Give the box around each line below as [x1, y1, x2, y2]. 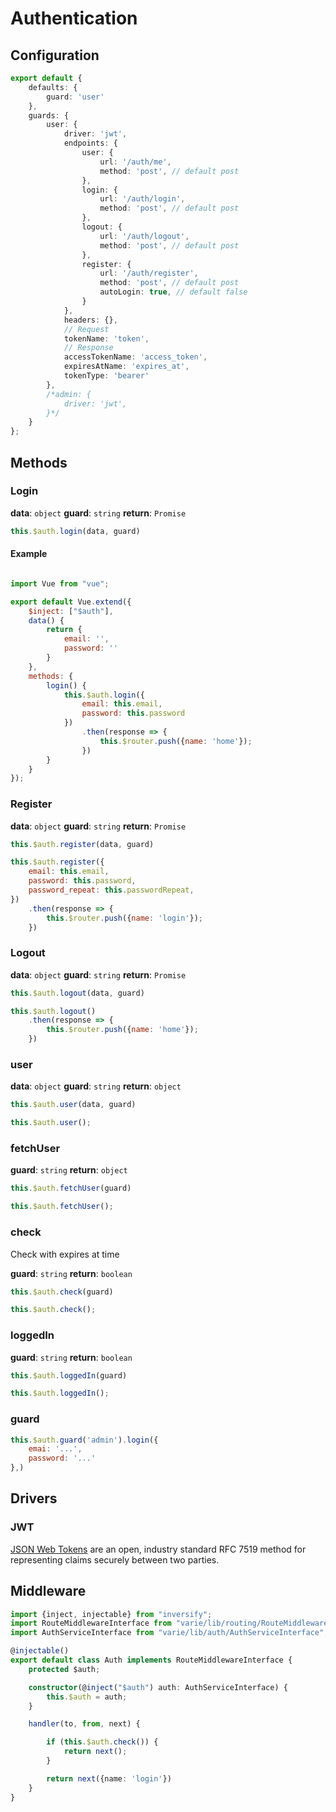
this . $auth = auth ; [46, 1692, 128, 1702]
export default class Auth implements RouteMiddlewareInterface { [10, 1655, 293, 1666]
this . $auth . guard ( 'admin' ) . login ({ [10, 1435, 159, 1445]
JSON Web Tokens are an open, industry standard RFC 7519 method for [10, 1543, 307, 1555]
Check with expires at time [10, 1248, 120, 1260]
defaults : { [28, 82, 78, 92]
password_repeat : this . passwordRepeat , [28, 885, 195, 896]
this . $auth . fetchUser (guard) [10, 1183, 132, 1194]
